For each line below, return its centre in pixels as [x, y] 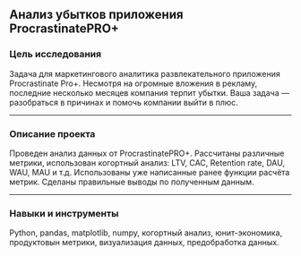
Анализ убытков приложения [96, 15]
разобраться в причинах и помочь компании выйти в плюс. [124, 102]
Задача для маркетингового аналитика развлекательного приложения [145, 73]
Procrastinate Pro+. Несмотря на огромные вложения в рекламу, [133, 83]
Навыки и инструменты [64, 213]
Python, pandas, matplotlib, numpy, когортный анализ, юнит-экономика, [146, 233]
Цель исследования [56, 55]
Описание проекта [52, 133]
